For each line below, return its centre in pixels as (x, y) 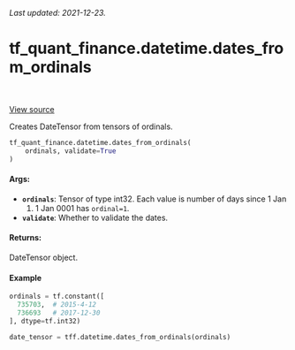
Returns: (26, 238)
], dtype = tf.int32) (45, 321)
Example (26, 278)
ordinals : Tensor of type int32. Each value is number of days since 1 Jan (154, 199)
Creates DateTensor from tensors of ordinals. (91, 126)
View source (32, 109)
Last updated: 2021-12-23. (57, 13)
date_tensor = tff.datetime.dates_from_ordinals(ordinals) (120, 337)
